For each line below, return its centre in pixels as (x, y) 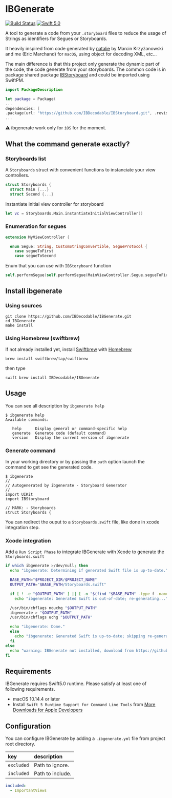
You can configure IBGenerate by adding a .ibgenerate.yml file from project (85, 738)
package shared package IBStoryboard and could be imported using (78, 74)
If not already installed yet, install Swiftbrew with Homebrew (69, 349)
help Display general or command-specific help (69, 429)
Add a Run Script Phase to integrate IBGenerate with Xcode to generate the (85, 552)
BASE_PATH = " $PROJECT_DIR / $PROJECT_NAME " (53, 580)
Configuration (28, 726)
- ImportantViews (28, 790)
